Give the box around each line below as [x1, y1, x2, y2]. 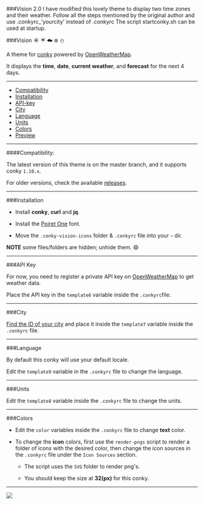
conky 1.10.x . [6, 167, 41, 174]
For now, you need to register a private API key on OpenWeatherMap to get [6, 273, 194, 280]
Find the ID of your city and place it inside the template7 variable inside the [6, 320, 193, 328]
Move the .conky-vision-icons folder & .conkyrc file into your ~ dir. [15, 232, 183, 239]
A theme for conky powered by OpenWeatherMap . [6, 51, 132, 58]
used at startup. [6, 24, 46, 32]
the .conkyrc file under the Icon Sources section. [15, 451, 137, 458]
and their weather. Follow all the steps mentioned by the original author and [6, 12, 195, 19]
